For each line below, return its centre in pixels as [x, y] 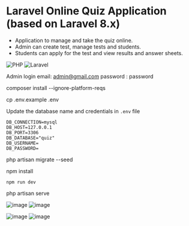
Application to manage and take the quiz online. [74, 40]
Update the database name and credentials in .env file [73, 111]
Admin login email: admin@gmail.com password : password [80, 76]
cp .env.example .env [32, 100]
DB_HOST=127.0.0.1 [29, 127]
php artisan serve [28, 193]
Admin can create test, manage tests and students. [78, 47]
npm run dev [21, 182]
